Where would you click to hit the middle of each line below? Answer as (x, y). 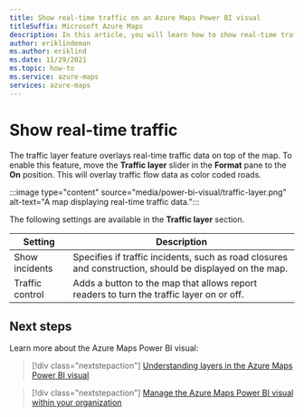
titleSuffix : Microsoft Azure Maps (76, 26)
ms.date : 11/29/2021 (48, 60)
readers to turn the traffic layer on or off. (158, 294)
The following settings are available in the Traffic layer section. (127, 219)
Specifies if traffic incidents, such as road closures (180, 257)
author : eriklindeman (50, 43)
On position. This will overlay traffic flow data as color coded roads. (136, 174)
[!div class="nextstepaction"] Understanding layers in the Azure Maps (162, 366)
